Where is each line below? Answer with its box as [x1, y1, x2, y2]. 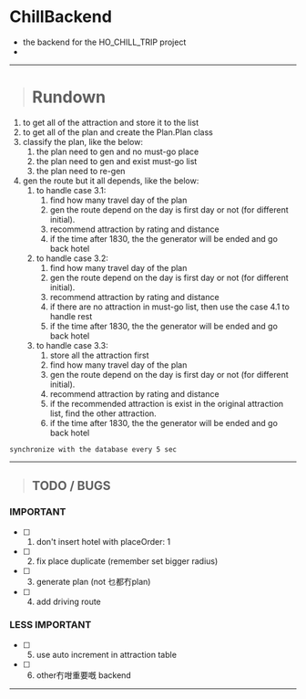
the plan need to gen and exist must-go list [36, 155, 198, 166]
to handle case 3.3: [36, 339, 108, 350]
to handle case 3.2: [36, 253, 109, 264]
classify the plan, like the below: [22, 136, 144, 147]
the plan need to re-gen [36, 165, 126, 176]
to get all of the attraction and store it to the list [22, 117, 199, 128]
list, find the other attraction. [49, 408, 157, 419]
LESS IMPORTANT [9, 619, 92, 631]
